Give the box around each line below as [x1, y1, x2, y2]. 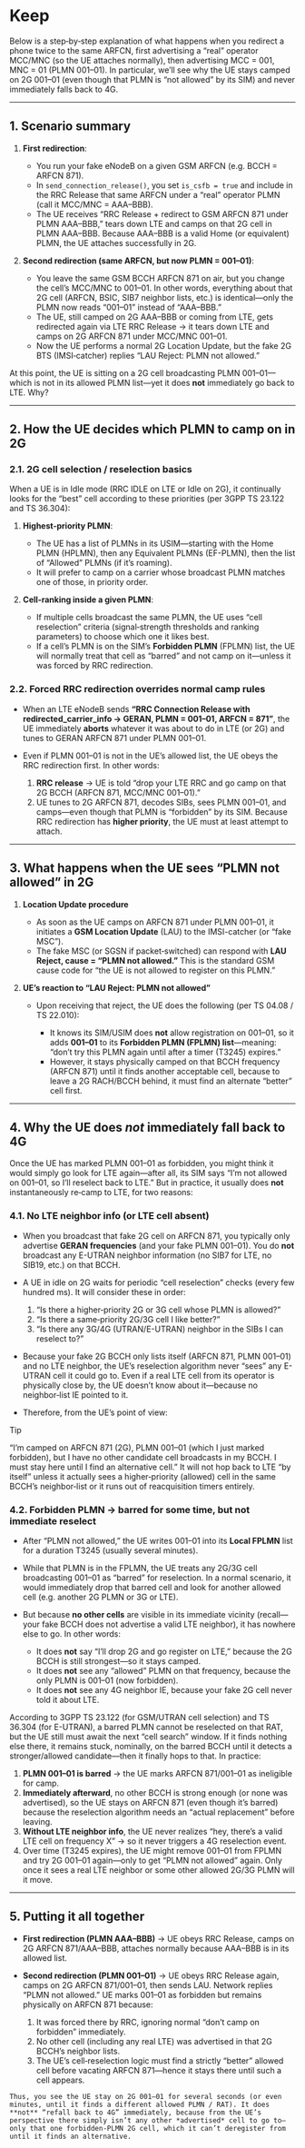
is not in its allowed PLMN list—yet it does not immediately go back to [34, 377, 295, 388]
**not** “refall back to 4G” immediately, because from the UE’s [9, 2108, 261, 2117]
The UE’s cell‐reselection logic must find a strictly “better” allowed [35, 2054, 284, 2066]
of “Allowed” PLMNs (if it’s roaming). [35, 558, 172, 569]
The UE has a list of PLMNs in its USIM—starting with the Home [35, 538, 274, 549]
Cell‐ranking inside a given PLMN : [22, 594, 154, 605]
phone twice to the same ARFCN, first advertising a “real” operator [9, 45, 259, 55]
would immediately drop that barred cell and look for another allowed [22, 1581, 281, 1592]
